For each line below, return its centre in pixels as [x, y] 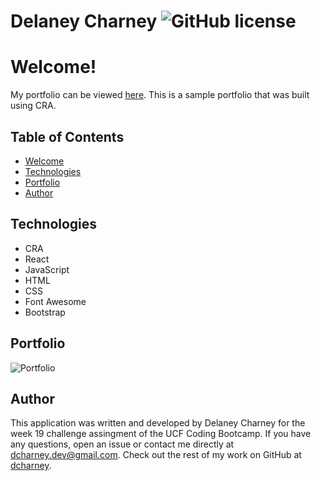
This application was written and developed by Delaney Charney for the [158, 423]
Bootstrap [45, 312]
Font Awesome [55, 301]
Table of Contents [67, 136]
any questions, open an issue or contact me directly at [122, 444]
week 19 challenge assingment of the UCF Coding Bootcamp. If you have [161, 434]
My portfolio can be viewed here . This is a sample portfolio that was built [160, 95]
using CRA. [33, 106]
